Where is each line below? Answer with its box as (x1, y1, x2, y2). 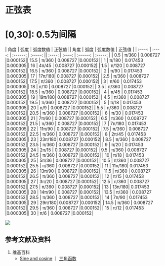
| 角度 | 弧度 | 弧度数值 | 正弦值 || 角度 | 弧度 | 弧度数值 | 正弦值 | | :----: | (5, 47, 152, 53)
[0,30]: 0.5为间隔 (5, 29, 77, 40)
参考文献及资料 (5, 235, 51, 244)
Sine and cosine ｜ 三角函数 (19, 255, 77, 261)
